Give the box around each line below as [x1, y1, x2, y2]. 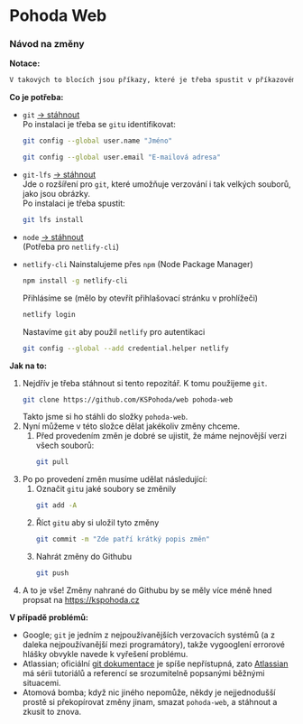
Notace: [9, 58, 41, 69]
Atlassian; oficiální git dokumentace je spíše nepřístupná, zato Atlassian [22, 658, 289, 669]
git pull [35, 458, 69, 467]
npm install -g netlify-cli [22, 276, 128, 285]
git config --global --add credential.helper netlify [22, 344, 229, 353]
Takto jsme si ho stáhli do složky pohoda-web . [22, 412, 188, 422]
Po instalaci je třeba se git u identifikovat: [22, 119, 176, 130]
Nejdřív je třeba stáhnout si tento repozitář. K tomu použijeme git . [22, 377, 268, 388]
